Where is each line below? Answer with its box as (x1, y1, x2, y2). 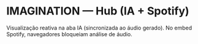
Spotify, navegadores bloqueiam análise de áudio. (6, 30, 133, 37)
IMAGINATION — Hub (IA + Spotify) (6, 4, 189, 18)
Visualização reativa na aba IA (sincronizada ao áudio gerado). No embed (6, 24, 192, 31)
